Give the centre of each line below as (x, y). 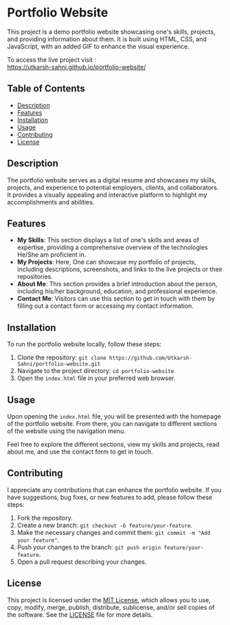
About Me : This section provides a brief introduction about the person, (117, 284)
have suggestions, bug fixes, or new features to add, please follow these (110, 497)
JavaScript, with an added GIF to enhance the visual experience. (99, 46)
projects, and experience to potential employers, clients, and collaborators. (113, 187)
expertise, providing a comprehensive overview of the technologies (112, 247)
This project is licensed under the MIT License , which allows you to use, (109, 600)
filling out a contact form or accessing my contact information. (105, 306)
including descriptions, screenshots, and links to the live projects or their (120, 269)
